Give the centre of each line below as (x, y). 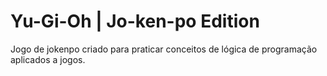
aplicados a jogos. (48, 59)
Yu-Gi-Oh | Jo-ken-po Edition (135, 21)
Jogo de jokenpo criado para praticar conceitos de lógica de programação (164, 49)
